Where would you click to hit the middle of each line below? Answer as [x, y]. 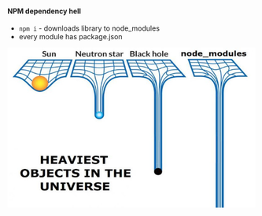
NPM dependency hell [44, 11]
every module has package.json [70, 37]
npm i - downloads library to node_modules [89, 28]
